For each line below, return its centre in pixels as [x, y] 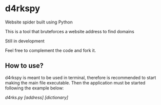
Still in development [25, 41]
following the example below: [35, 88]
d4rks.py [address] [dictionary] [37, 97]
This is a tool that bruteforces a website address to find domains [70, 31]
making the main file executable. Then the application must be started [75, 83]
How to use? [24, 66]
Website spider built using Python [39, 22]
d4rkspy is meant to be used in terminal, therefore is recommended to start [80, 77]
